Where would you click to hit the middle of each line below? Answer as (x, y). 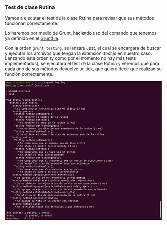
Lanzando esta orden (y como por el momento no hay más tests (71, 58)
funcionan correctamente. (32, 23)
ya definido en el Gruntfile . (32, 38)
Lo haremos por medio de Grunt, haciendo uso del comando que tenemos (81, 33)
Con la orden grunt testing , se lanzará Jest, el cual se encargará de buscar (83, 48)
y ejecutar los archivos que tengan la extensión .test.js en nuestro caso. (79, 53)
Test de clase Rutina (30, 7)
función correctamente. (29, 74)
